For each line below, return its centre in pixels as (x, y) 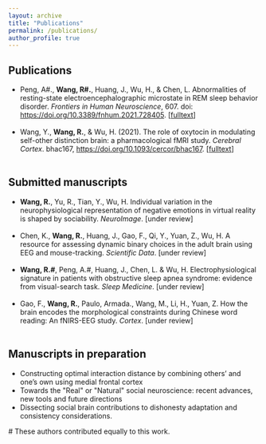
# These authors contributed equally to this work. (89, 431)
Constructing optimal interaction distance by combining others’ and (130, 373)
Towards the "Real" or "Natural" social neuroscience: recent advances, (136, 390)
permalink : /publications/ (53, 30)
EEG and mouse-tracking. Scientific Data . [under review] (113, 252)
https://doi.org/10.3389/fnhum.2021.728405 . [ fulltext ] (108, 115)
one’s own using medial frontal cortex (81, 382)
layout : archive (35, 16)
